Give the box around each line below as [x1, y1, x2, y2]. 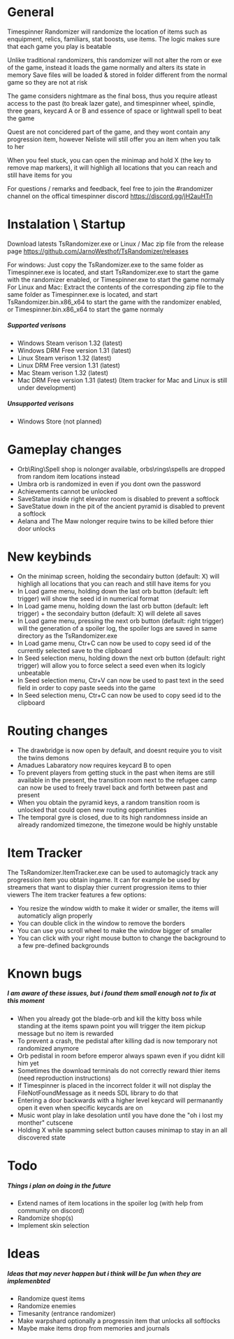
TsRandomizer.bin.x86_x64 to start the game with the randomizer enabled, [7, 297, 222, 306]
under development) [17, 383, 77, 392]
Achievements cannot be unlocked [17, 487, 117, 496]
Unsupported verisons [7, 400, 75, 408]
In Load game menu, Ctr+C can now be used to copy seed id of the [17, 638, 212, 647]
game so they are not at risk [7, 78, 88, 86]
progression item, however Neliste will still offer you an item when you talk [7, 134, 221, 143]
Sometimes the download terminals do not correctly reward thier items [17, 1066, 221, 1074]
